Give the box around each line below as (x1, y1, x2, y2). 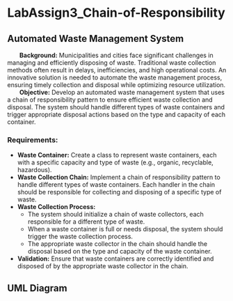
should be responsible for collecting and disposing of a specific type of (17, 188, 222, 196)
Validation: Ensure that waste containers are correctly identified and (17, 254, 214, 263)
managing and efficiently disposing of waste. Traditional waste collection (7, 59, 216, 67)
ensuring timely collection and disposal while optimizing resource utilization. (7, 81, 226, 88)
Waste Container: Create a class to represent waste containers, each (17, 151, 217, 160)
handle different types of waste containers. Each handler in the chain (17, 180, 216, 189)
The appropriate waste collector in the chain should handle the (27, 240, 207, 248)
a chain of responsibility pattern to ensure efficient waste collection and (7, 95, 214, 104)
